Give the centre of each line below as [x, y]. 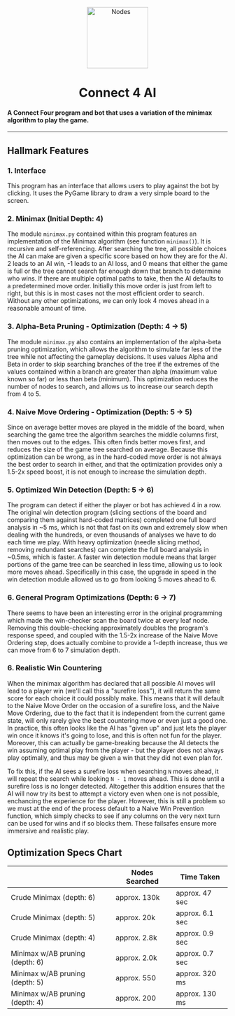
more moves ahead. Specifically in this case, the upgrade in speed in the [112, 572]
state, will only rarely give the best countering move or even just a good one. [117, 720]
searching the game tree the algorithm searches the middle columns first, [113, 435]
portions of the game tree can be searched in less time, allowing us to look [115, 565]
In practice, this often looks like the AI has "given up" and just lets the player [117, 728]
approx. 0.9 [195, 933]
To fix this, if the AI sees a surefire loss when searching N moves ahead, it [113, 771]
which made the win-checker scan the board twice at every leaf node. [108, 620]
